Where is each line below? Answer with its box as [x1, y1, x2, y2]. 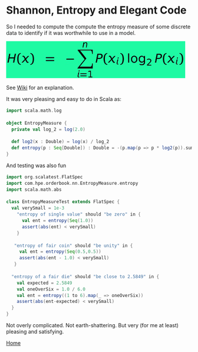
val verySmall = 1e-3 [11, 205, 65, 211]
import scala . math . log [6, 107, 62, 113]
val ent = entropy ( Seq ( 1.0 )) [21, 218, 94, 224]
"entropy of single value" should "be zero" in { [16, 211, 141, 217]
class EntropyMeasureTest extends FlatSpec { [6, 199, 120, 205]
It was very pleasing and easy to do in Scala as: [6, 95, 122, 102]
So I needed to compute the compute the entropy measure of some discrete [6, 23, 191, 30]
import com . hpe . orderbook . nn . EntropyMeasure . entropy [6, 180, 138, 186]
